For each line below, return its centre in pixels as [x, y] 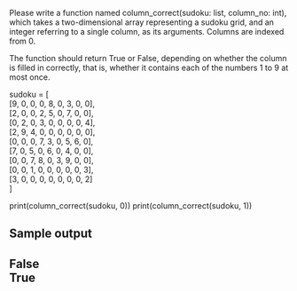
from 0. [23, 41]
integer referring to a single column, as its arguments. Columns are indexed [147, 31]
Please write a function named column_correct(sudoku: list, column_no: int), [148, 13]
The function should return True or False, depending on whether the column [148, 58]
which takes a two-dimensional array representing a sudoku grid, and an [142, 22]
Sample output [51, 234]
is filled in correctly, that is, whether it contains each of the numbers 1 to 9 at [149, 67]
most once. [30, 77]
